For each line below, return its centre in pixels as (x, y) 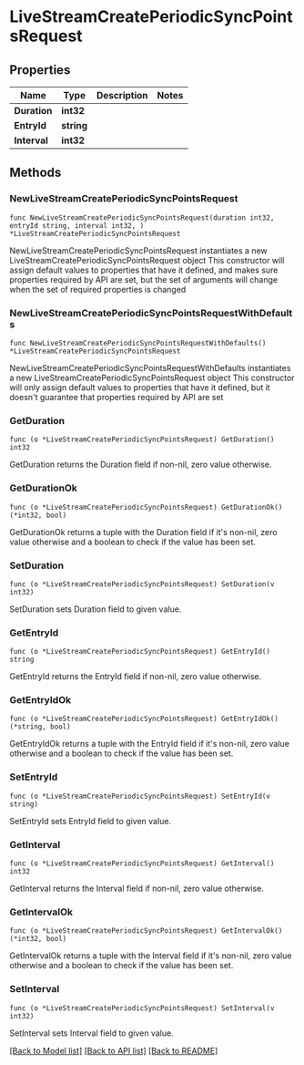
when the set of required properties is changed (98, 289)
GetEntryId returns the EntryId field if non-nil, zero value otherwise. (136, 677)
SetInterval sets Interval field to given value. (92, 1033)
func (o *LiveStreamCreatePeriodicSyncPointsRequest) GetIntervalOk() (146, 931)
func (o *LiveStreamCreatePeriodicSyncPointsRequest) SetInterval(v (142, 1008)
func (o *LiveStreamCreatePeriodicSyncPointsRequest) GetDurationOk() (146, 507)
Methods (35, 173)
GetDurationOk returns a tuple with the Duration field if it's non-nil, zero (143, 532)
